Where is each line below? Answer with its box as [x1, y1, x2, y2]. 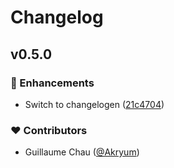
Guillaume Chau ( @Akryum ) [24, 146, 140, 158]
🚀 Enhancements [10, 76, 95, 90]
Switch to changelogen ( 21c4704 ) [24, 98, 165, 110]
